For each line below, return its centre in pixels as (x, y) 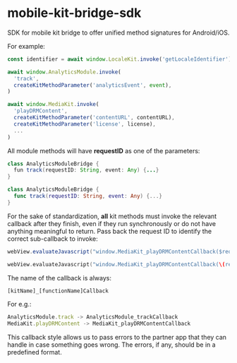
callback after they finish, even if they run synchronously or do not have (112, 223)
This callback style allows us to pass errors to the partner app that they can (117, 338)
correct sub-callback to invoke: (53, 239)
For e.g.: (19, 304)
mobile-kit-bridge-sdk (74, 13)
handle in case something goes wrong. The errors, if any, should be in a (112, 345)
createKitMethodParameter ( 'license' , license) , (85, 124)
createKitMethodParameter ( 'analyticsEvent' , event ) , (93, 85)
